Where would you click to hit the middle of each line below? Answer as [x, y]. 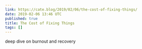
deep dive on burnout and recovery [40, 41]
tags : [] [14, 28]
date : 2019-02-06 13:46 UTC [33, 14]
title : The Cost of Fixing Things [40, 23]
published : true [21, 18]
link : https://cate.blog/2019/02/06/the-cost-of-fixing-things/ [71, 9]
